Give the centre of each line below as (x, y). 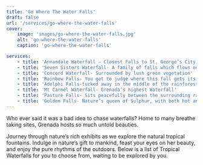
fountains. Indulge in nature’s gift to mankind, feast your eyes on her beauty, (101, 143)
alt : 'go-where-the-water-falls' (59, 40)
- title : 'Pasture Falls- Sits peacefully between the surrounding (104, 96)
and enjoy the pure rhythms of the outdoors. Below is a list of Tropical (93, 149)
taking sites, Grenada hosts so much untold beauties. (72, 125)
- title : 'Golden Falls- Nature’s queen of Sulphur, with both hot (104, 101)
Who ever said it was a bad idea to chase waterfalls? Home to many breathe (101, 118)
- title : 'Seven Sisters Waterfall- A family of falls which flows (104, 67)
